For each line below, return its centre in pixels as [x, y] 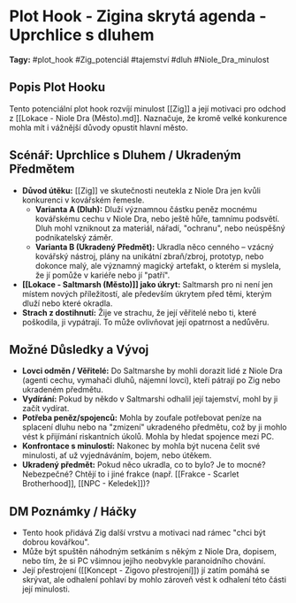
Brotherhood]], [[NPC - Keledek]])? [86, 484]
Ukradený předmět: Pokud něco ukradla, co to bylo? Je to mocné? [144, 465]
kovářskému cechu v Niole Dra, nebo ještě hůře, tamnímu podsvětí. [157, 218]
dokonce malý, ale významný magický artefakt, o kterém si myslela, [158, 265]
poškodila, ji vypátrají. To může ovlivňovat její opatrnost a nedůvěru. [145, 322]
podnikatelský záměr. [74, 237]
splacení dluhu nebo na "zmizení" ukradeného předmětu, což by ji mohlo [154, 427]
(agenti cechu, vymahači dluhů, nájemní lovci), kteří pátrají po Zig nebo [151, 380]
